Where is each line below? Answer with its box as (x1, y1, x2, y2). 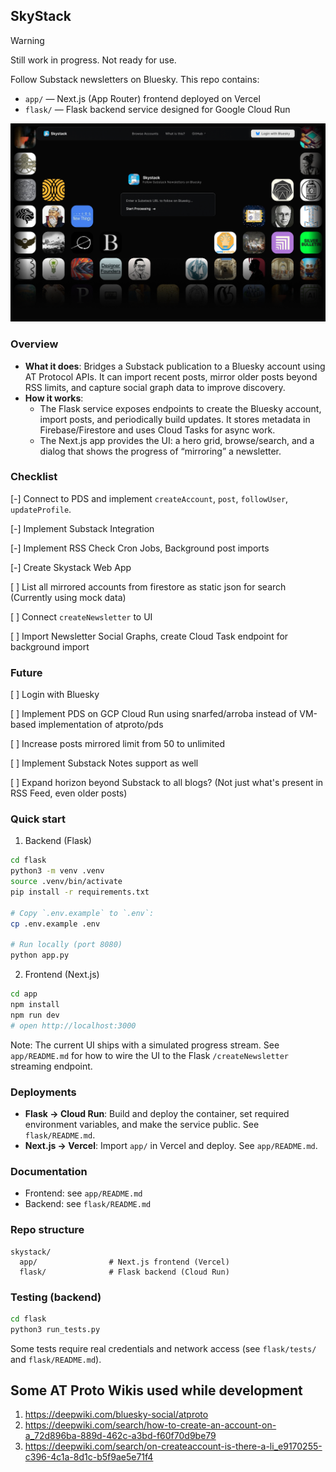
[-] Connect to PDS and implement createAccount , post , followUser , (10, 492, 289, 504)
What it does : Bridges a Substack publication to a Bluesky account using (24, 360, 326, 372)
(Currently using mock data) (10, 591, 127, 603)
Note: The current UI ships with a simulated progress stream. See (10, 1039, 280, 1051)
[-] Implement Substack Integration (10, 522, 155, 534)
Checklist (10, 470, 58, 484)
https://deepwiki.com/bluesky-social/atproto (24, 1409, 209, 1421)
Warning (10, 34, 45, 46)
